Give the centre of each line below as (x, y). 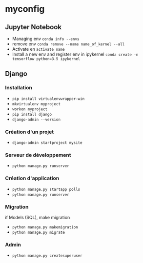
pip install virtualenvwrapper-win (48, 99)
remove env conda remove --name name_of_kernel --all (68, 44)
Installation (19, 88)
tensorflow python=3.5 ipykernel (46, 59)
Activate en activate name (38, 49)
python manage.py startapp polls (46, 189)
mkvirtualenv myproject (36, 104)
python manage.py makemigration (45, 227)
